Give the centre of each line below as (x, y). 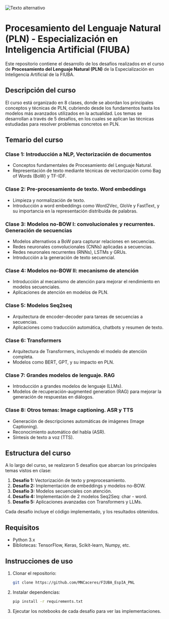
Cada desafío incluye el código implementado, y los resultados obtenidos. (82, 512)
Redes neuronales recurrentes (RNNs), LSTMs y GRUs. (70, 252)
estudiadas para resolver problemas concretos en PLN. (63, 124)
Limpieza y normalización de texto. (49, 200)
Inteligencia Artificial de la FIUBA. (40, 74)
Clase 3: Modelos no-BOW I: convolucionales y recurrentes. (80, 224)
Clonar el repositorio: (34, 573)
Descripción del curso (41, 90)
